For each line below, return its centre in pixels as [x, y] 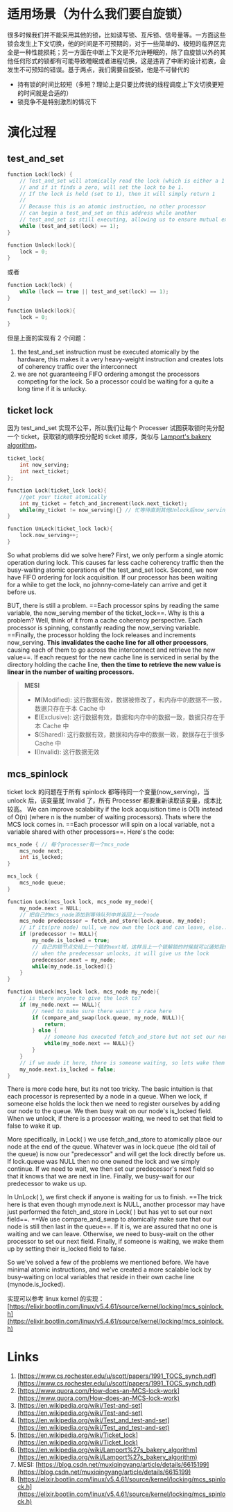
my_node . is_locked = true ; [71, 941]
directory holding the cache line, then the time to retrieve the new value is [114, 664]
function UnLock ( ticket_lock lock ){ [60, 529]
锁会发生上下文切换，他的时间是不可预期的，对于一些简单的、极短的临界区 [113, 43]
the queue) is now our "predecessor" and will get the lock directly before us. [116, 1154]
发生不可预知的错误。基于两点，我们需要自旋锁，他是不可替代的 [98, 69]
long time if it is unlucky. [52, 388]
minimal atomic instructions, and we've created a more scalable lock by [109, 1269]
